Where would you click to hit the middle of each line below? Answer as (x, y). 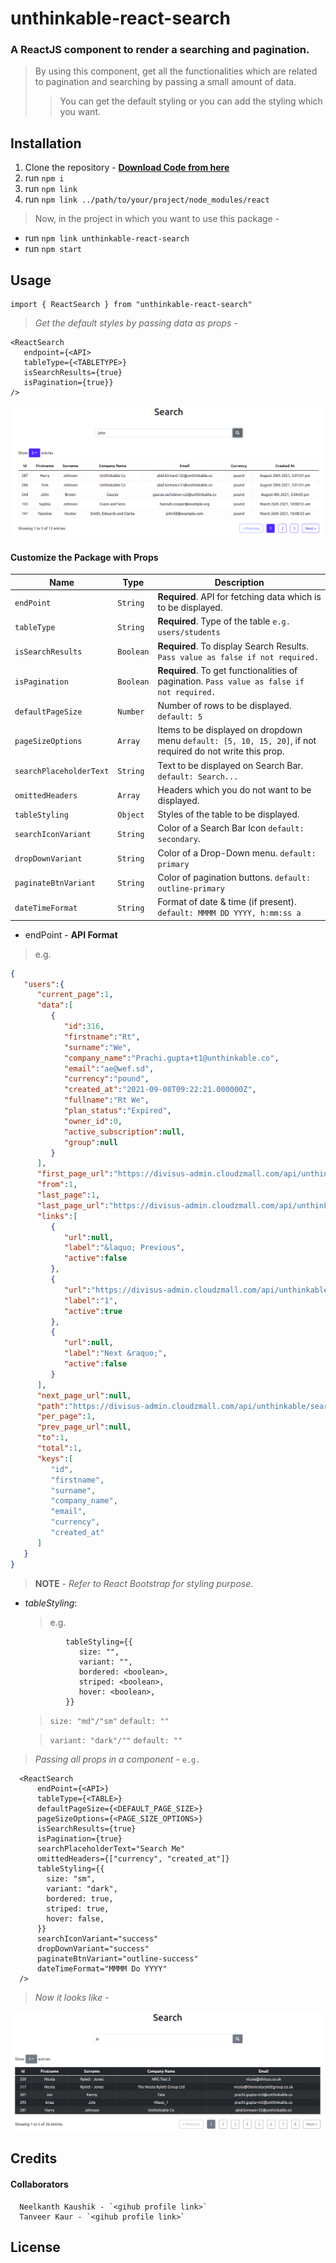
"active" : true (93, 1311)
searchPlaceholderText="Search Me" (111, 1848)
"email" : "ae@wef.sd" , (109, 1068)
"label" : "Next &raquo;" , (115, 1353)
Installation (46, 143)
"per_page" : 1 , (66, 1417)
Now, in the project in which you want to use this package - (157, 219)
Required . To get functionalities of (227, 670)
